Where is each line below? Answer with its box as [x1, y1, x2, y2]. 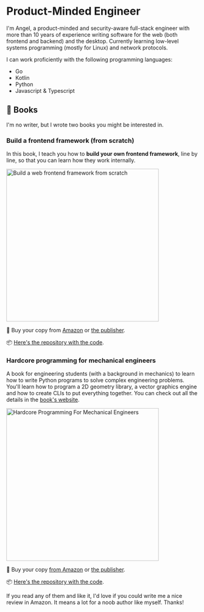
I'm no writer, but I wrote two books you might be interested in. [6, 121, 164, 128]
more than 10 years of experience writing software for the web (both [6, 31, 178, 38]
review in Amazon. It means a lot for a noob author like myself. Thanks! [6, 599, 185, 606]
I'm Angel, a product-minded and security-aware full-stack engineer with [6, 24, 190, 32]
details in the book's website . [6, 396, 80, 404]
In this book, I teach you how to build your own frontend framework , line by [6, 150, 198, 158]
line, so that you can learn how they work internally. [6, 157, 136, 164]
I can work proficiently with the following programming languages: [6, 56, 173, 63]
